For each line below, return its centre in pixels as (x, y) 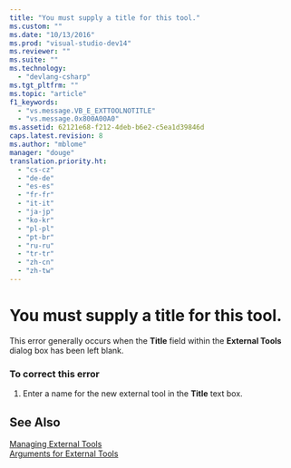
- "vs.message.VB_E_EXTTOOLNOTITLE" (87, 111)
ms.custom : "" (36, 26)
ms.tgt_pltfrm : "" (44, 85)
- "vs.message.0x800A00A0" (68, 119)
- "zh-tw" (36, 271)
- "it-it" (36, 204)
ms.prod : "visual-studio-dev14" (70, 43)
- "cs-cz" (36, 170)
